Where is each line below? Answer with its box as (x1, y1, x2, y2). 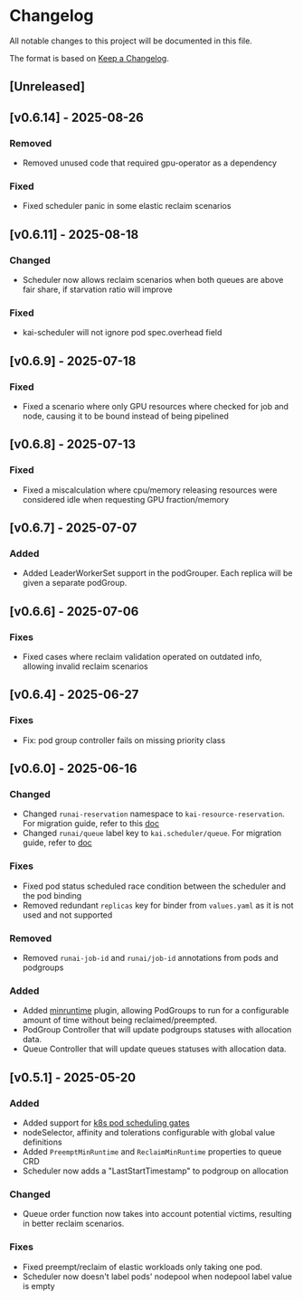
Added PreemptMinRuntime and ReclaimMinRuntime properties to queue (22, 1146, 282, 1157)
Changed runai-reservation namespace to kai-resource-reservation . (22, 808, 285, 819)
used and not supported (22, 909, 113, 920)
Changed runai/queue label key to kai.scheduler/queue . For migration (22, 828, 282, 839)
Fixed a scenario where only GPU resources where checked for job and (22, 400, 289, 411)
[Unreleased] (9, 79, 86, 95)
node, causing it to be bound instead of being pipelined (22, 410, 229, 421)
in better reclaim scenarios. (22, 1218, 125, 1229)
